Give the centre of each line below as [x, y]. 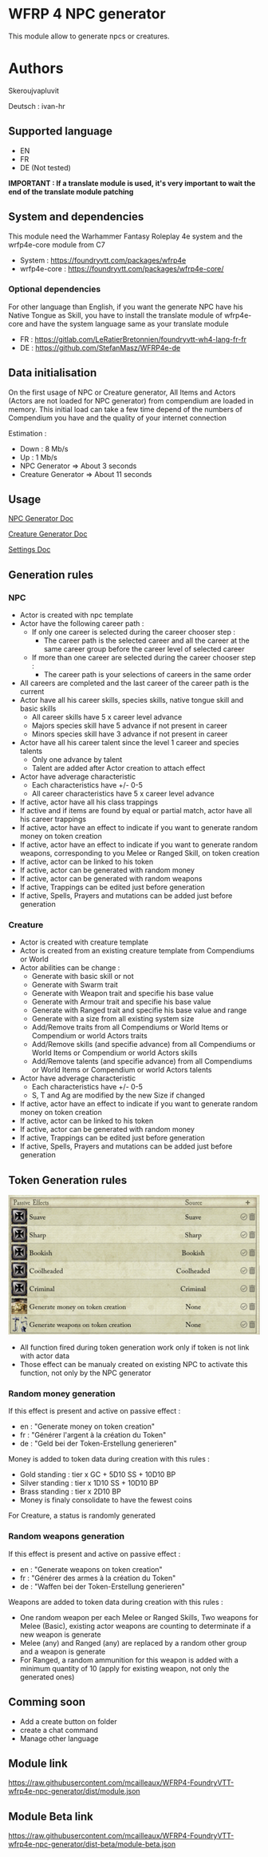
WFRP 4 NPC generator [87, 14]
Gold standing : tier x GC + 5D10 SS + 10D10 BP [98, 1474]
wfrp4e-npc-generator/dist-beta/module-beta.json [92, 1844]
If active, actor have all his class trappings [89, 802]
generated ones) [47, 1677]
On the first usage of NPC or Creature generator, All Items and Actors [122, 392]
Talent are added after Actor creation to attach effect [118, 768]
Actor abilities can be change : [70, 968]
